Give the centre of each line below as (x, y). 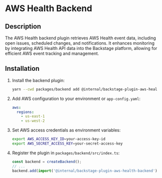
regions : (25, 112)
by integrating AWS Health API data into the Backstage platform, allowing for (81, 48)
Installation (22, 69)
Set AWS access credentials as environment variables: (66, 130)
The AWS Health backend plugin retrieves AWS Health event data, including (81, 38)
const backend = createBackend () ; (47, 162)
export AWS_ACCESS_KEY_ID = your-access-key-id (59, 139)
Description (23, 26)
